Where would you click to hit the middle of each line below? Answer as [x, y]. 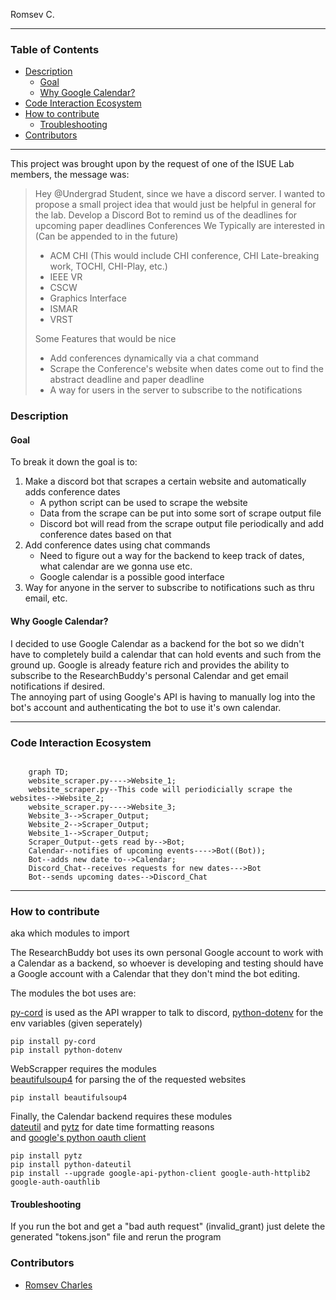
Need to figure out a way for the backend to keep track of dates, [172, 556]
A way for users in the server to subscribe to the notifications [176, 390]
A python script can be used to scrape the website [143, 503]
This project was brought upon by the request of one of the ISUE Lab [152, 164]
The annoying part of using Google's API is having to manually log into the [163, 696]
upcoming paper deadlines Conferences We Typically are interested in [180, 226]
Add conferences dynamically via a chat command [154, 358]
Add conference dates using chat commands [117, 545]
